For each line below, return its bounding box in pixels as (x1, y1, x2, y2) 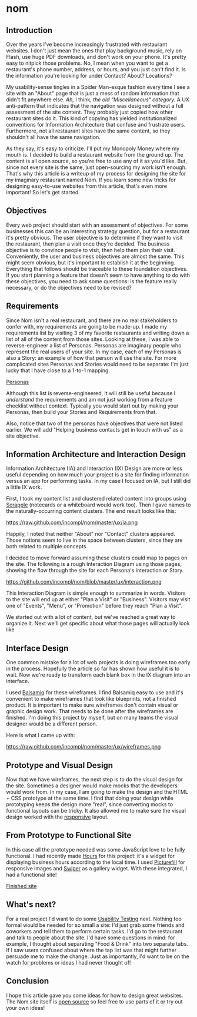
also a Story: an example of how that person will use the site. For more (6, 354, 177, 361)
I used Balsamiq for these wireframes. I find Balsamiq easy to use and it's (6, 689, 183, 696)
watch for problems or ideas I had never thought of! (6, 959, 131, 966)
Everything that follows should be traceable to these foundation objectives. (6, 265, 188, 272)
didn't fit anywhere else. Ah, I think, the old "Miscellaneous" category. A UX (6, 96, 190, 103)
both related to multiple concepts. (6, 543, 88, 550)
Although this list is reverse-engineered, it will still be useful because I (6, 389, 176, 396)
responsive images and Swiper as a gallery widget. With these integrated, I (6, 864, 188, 872)
